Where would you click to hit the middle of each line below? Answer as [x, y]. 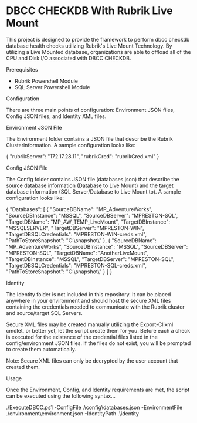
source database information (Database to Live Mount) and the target [90, 185]
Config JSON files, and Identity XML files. [56, 116]
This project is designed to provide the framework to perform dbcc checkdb [98, 39]
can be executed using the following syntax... [61, 396]
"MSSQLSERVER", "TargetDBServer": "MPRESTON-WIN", [75, 228]
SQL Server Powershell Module [52, 87]
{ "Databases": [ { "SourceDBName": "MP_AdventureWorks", [79, 209]
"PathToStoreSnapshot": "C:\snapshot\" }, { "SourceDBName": [81, 240]
